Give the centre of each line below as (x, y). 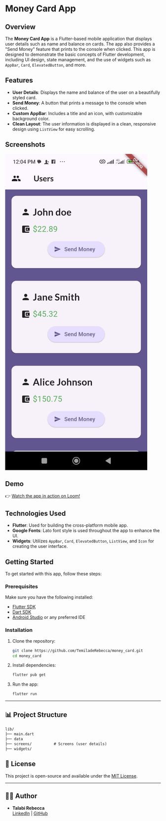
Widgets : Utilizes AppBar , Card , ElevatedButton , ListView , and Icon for (83, 541)
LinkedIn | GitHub (30, 813)
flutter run (24, 694)
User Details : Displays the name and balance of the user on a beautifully (86, 92)
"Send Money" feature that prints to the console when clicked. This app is (80, 49)
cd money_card (27, 656)
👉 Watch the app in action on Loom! (43, 496)
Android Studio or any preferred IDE (49, 617)
